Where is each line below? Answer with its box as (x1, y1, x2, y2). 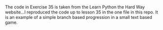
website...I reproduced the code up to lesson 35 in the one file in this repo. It (5, 9, 158, 15)
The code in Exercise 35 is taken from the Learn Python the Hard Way (5, 4, 145, 10)
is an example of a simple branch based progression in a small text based (5, 15, 152, 20)
